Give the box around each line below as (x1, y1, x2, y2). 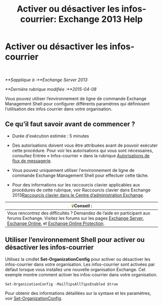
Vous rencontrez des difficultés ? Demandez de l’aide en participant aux (7, 210, 150, 216)
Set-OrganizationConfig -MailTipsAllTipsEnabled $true (5, 282, 118, 287)
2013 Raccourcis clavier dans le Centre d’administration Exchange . (12, 192, 145, 198)
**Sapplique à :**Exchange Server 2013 (5, 77, 88, 83)
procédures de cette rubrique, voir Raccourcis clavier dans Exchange (12, 187, 151, 193)
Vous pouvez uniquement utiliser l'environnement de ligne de (12, 167, 135, 173)
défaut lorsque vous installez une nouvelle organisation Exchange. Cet (5, 266, 146, 272)
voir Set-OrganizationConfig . (5, 295, 63, 301)
